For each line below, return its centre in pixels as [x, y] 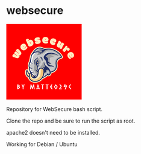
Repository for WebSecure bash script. [55, 109]
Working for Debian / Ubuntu [42, 144]
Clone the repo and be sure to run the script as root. [71, 121]
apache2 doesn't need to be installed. [53, 132]
